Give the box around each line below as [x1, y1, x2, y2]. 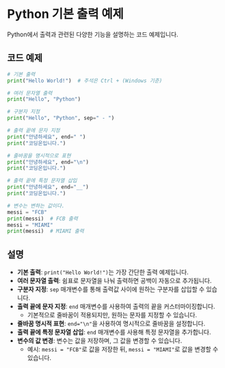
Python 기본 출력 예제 [7, 6, 124, 22]
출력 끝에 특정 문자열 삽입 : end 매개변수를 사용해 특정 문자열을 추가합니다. [16, 328, 211, 336]
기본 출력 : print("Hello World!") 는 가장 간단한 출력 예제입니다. [16, 268, 189, 276]
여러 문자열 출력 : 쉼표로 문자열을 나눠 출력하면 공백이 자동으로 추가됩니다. [16, 277, 212, 285]
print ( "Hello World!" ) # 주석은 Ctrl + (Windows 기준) [7, 77, 163, 84]
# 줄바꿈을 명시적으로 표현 [7, 152, 71, 159]
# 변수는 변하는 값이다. [7, 202, 65, 209]
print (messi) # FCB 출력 [7, 215, 79, 222]
